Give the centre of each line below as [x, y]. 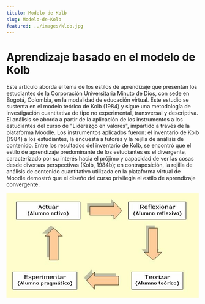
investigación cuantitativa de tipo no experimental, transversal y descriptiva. [102, 113]
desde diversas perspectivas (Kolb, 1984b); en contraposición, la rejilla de [99, 165]
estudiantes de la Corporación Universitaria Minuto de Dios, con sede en [98, 93]
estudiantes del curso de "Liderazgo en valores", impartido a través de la [98, 126]
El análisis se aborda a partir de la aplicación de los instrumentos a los [95, 120]
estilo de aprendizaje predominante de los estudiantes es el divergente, [96, 152]
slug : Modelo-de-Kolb [34, 19]
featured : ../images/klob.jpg [45, 26]
